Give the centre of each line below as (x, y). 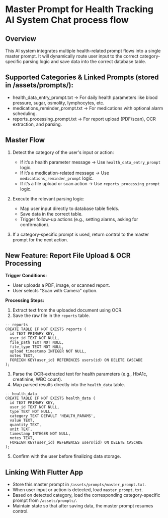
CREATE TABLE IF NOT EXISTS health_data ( (50, 398)
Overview (21, 39)
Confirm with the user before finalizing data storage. (67, 456)
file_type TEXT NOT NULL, (37, 347)
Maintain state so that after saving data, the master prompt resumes (83, 506)
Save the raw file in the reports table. (51, 316)
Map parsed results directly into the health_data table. (69, 385)
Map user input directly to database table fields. (70, 209)
